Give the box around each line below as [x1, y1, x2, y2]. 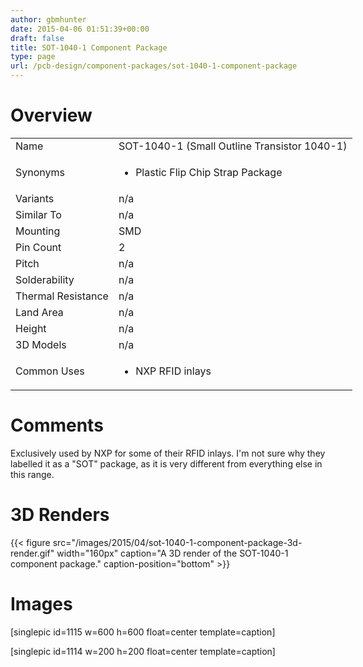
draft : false [10, 33, 65, 43]
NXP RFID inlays [135, 364, 212, 378]
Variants [15, 191, 55, 205]
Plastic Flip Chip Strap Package [135, 165, 283, 179]
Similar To [15, 207, 62, 221]
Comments [10, 414, 104, 437]
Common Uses [15, 364, 85, 378]
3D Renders [10, 504, 110, 526]
